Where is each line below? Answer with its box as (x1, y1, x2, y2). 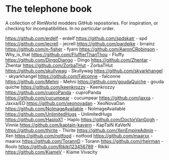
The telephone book (5, 3, 92, 15)
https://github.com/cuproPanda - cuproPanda (5, 89, 101, 95)
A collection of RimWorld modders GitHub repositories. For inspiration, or (5, 20, 158, 26)
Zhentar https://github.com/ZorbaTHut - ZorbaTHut (5, 62, 113, 68)
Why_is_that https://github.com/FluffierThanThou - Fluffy (5, 51, 125, 58)
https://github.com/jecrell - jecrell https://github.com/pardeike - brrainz (5, 40, 155, 46)
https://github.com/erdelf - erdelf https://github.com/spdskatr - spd (5, 35, 148, 41)
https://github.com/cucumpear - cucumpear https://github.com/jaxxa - (5, 95, 154, 101)
